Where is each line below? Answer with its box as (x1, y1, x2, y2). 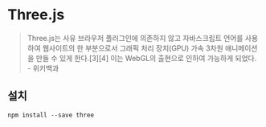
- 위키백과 (27, 63, 59, 73)
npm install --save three (7, 111, 94, 119)
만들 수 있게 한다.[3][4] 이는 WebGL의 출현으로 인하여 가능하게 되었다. (35, 53, 257, 63)
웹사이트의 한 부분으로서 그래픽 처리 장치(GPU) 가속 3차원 (42, 43, 224, 53)
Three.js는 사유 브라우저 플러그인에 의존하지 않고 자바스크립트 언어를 (27, 33, 243, 43)
